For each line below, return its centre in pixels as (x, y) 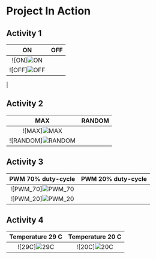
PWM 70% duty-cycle (42, 178)
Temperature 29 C (36, 237)
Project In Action (49, 11)
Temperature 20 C (95, 237)
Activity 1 (24, 33)
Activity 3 (25, 162)
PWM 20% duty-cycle (114, 178)
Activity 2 (25, 104)
